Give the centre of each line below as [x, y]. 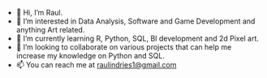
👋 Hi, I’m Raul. [39, 13]
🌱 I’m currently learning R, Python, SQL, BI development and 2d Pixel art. [138, 38]
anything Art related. [50, 30]
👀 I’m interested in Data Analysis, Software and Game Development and [136, 21]
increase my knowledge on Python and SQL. [90, 56]
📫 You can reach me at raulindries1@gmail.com [96, 65]
